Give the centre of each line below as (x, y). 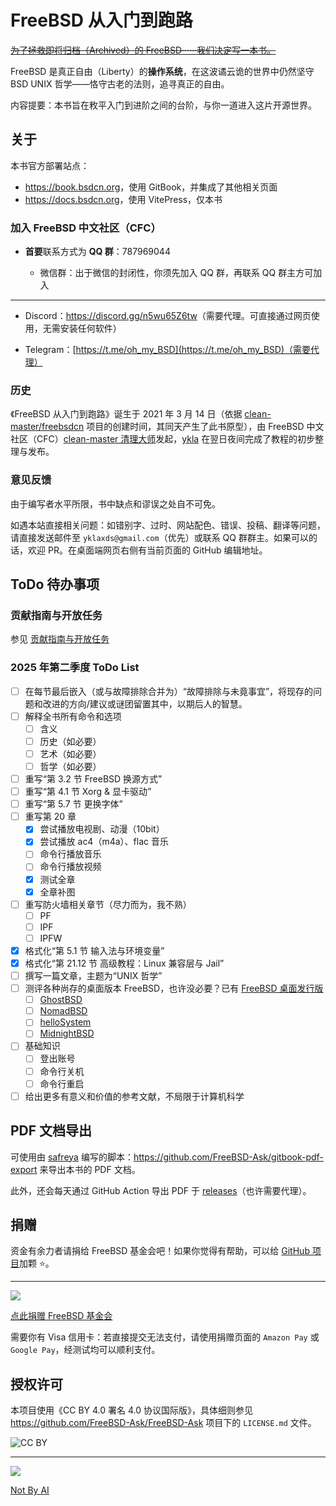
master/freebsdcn (47, 427)
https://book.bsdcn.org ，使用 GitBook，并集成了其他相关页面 (151, 187)
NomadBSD (63, 1011)
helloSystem (65, 1022)
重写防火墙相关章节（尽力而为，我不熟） (108, 904)
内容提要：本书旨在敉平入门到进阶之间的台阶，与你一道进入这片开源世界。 (163, 105)
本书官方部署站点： (50, 165)
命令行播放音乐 (70, 854)
